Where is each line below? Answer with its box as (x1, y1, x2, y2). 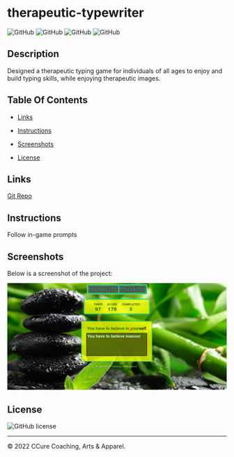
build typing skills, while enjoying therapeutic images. (7, 74, 161, 82)
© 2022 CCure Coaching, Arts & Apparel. (7, 442, 126, 450)
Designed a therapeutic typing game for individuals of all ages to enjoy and (7, 66, 223, 75)
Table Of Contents (7, 94, 88, 106)
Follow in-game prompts (7, 231, 78, 239)
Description (7, 48, 59, 60)
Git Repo (7, 192, 33, 200)
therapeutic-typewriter (7, 5, 144, 21)
